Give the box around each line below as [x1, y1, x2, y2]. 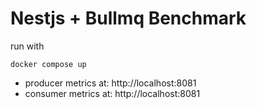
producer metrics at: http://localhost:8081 [24, 77, 197, 89]
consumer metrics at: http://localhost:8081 [24, 87, 201, 99]
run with [10, 40, 45, 52]
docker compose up [10, 59, 87, 69]
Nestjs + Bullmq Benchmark [10, 7, 247, 30]
